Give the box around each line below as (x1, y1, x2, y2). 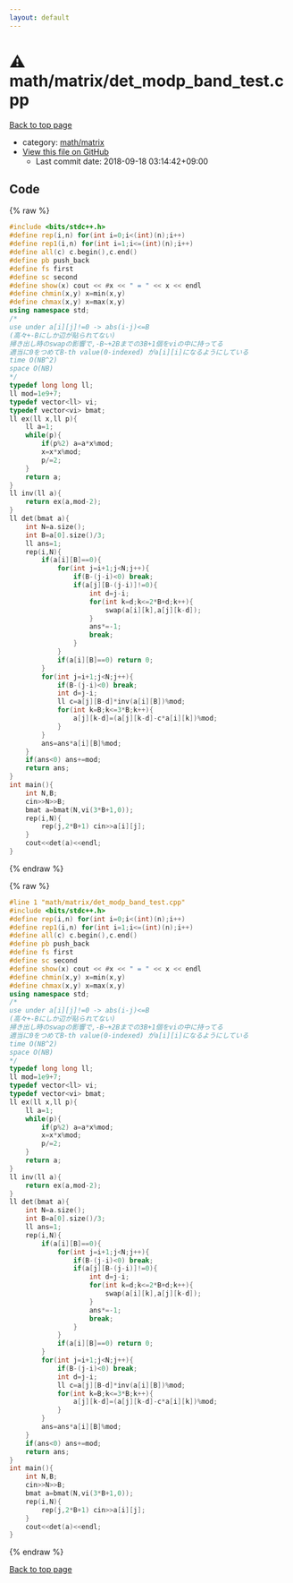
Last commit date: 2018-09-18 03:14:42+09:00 (35, 156, 208, 167)
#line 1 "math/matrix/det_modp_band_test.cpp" (9, 897, 186, 907)
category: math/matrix (21, 136, 105, 148)
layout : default (9, 13, 70, 22)
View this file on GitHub (21, 146, 110, 157)
